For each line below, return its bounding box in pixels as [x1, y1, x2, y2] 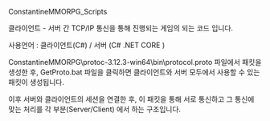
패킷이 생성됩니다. [8, 78, 65, 87]
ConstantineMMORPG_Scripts [8, 7, 108, 16]
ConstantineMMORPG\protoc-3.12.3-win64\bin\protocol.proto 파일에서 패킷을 [8, 58, 262, 67]
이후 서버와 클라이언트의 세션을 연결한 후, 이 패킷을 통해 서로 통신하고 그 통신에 [8, 95, 255, 103]
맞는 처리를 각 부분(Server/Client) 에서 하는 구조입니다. [8, 104, 182, 114]
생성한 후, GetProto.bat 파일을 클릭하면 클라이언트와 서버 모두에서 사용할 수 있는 [8, 67, 260, 77]
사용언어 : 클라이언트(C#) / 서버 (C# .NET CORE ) [8, 40, 166, 50]
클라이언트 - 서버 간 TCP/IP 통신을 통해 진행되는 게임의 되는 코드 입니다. [8, 23, 234, 33]
